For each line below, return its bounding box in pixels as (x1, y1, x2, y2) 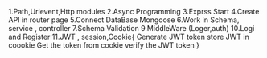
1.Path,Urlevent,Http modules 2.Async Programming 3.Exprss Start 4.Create (8, 7, 260, 16)
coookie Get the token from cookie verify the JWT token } (8, 41, 199, 50)
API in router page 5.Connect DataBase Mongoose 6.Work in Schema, (8, 15, 240, 25)
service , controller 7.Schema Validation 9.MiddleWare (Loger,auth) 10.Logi (8, 24, 255, 33)
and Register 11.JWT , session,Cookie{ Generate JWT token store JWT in (8, 32, 249, 41)
